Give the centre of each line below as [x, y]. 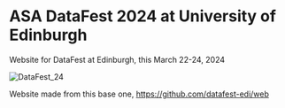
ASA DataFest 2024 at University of [143, 16]
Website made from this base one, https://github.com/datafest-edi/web [139, 94]
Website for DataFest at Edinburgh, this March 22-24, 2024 [117, 59]
